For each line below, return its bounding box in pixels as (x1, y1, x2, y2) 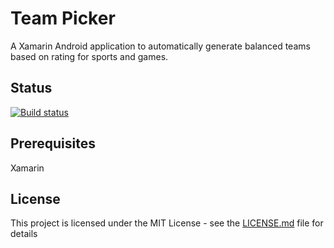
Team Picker (10, 7, 116, 30)
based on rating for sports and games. (10, 50, 169, 62)
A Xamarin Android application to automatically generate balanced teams (10, 40, 311, 52)
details (10, 228, 38, 240)
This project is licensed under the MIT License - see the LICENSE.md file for (10, 217, 324, 229)
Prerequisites (10, 135, 96, 152)
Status (10, 80, 53, 97)
